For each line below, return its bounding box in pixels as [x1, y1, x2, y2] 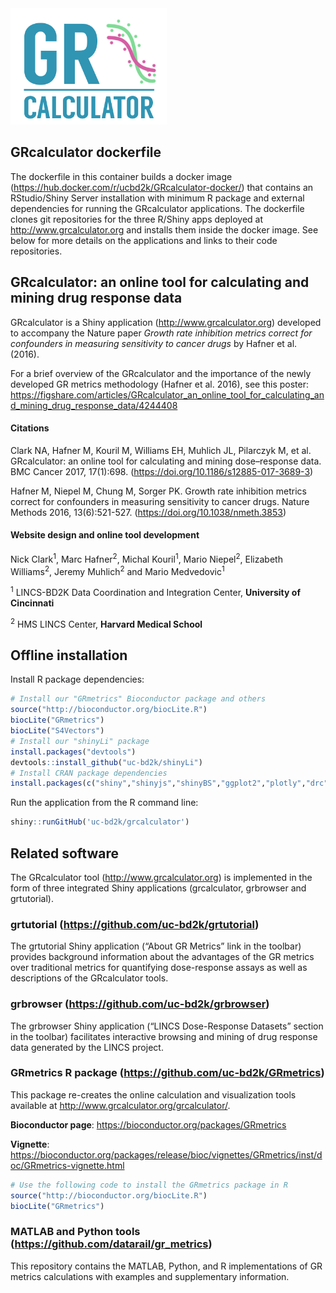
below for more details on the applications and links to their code [10, 234, 278, 246]
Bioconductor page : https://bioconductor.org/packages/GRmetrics [10, 1118, 287, 1131]
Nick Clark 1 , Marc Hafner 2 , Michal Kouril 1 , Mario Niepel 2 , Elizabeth [10, 551, 283, 565]
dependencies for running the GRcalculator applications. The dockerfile [10, 202, 305, 214]
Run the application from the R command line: [10, 797, 199, 809]
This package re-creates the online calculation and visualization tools [10, 1088, 297, 1101]
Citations [10, 422, 50, 434]
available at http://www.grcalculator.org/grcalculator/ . [10, 1099, 231, 1111]
